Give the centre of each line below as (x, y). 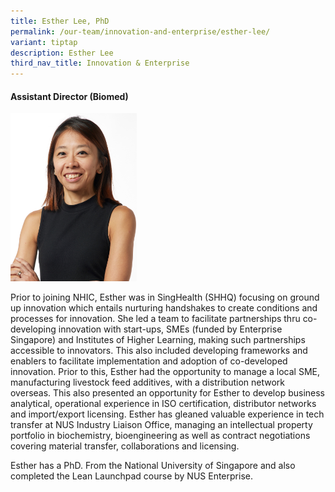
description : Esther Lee (62, 53)
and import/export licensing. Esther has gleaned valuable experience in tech (167, 414)
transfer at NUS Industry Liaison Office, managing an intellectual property (161, 425)
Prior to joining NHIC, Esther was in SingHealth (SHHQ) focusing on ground (165, 297)
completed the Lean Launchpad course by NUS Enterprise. (131, 476)
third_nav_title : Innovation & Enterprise (100, 63)
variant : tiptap (44, 42)
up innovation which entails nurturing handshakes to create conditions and (164, 308)
